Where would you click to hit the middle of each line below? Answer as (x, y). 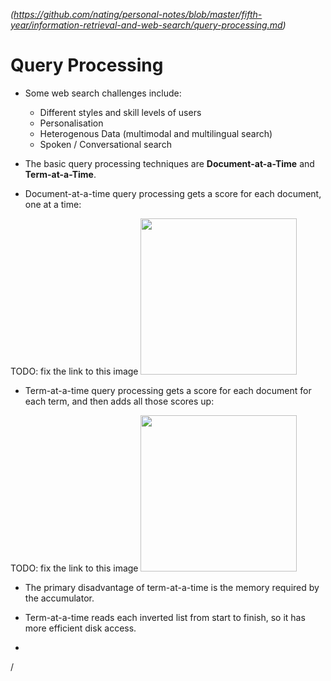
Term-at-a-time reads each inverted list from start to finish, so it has (165, 617)
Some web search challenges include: (103, 93)
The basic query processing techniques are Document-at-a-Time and (169, 163)
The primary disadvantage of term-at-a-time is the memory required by (172, 587)
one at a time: (53, 204)
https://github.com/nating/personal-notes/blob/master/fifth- (138, 14)
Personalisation (71, 123)
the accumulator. (59, 598)
